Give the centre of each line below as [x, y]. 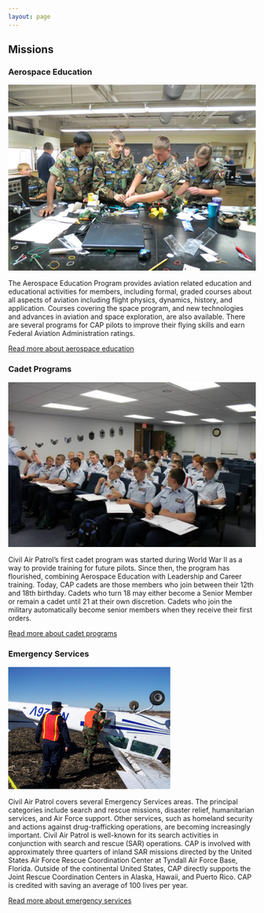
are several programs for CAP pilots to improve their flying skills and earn [126, 325]
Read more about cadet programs [63, 634]
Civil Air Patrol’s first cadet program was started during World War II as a [125, 560]
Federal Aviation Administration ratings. [72, 334]
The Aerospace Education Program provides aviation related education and [130, 283]
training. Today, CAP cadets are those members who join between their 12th [131, 585]
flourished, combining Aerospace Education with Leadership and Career [125, 577]
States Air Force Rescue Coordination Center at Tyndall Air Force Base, [123, 860]
